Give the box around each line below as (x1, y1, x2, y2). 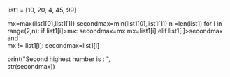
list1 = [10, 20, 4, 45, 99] (7, 6, 77, 14)
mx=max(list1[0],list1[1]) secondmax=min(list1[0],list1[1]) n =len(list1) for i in (7, 19, 222, 27)
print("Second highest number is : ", (7, 55, 110, 63)
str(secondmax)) (7, 62, 56, 70)
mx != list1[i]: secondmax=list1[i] (7, 42, 100, 49)
